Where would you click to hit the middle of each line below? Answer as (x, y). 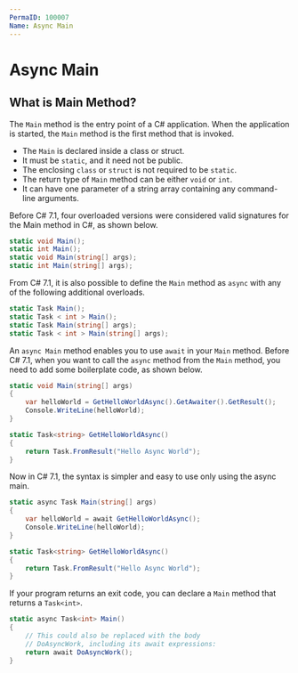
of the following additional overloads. (77, 292)
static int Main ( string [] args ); (71, 266)
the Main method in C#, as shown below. (84, 224)
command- (258, 189)
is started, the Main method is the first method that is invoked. (122, 134)
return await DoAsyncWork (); (79, 652)
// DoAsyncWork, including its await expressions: (121, 644)
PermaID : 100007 (39, 17)
